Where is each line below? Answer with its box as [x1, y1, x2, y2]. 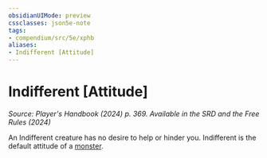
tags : [8, 26, 26, 34]
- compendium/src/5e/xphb [8, 33, 94, 42]
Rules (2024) [8, 117, 52, 127]
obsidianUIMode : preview [8, 11, 91, 20]
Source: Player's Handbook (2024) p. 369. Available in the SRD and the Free [8, 109, 260, 118]
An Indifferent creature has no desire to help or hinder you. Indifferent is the [8, 133, 257, 142]
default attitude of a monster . [8, 141, 104, 151]
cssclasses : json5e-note [8, 19, 91, 27]
